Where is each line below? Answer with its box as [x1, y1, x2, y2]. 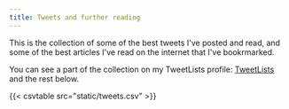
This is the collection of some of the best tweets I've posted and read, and [9, 37, 281, 48]
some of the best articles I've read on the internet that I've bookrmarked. [9, 46, 275, 58]
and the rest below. [9, 73, 80, 84]
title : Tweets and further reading [9, 12, 141, 22]
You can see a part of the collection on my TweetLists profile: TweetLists [9, 64, 275, 74]
